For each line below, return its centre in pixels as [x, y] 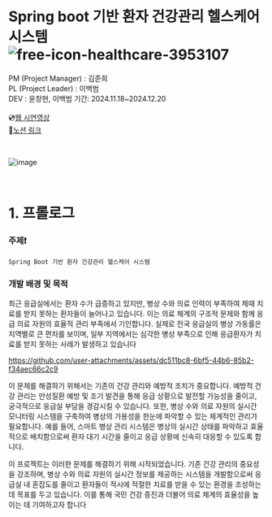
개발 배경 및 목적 [38, 284]
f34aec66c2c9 [33, 369]
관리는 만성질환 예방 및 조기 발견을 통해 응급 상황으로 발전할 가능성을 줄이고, [137, 396]
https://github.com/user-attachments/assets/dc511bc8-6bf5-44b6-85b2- [131, 360]
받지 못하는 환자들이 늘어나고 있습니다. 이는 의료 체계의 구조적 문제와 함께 [139, 313]
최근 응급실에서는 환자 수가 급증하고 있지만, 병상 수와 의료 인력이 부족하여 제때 [132, 303]
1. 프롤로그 [42, 213]
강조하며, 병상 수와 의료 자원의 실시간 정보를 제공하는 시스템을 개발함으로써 [135, 474]
